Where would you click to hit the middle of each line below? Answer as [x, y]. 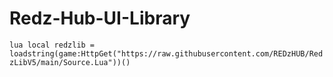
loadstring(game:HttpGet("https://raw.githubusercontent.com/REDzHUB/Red [166, 53]
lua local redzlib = [52, 45]
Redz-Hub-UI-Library [100, 18]
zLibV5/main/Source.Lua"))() [70, 62]
